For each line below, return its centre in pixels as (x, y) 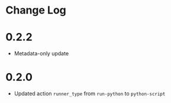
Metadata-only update (41, 54)
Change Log (36, 10)
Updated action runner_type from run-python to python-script (90, 94)
